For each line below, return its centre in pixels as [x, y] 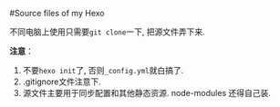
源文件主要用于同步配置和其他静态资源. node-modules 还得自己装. [147, 93]
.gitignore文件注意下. [62, 82]
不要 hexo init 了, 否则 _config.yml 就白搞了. [103, 70]
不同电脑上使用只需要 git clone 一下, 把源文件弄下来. [107, 32]
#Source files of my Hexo [57, 13]
